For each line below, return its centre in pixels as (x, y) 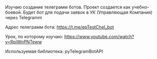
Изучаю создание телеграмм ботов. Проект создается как (68, 7)
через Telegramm (24, 17)
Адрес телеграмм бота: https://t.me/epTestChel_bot (60, 27)
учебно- (140, 7)
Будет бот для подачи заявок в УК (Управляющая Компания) (88, 12)
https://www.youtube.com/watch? (99, 37)
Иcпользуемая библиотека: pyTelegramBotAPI (54, 51)
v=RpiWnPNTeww (24, 42)
